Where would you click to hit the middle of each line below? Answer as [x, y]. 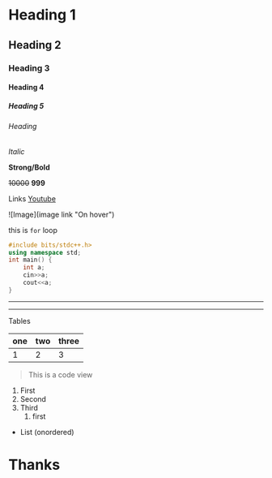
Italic [17, 151]
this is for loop [33, 230]
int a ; [34, 268]
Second [33, 398]
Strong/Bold [29, 167]
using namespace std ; [45, 252]
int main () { [30, 260]
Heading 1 [42, 15]
